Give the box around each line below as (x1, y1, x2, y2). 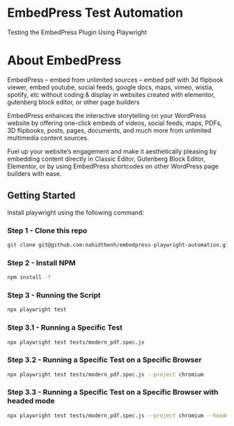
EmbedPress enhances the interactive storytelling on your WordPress (7, 111, 207, 119)
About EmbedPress (7, 52, 122, 68)
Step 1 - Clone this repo (7, 226, 88, 235)
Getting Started (7, 190, 76, 202)
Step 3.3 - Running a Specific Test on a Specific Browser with (7, 388, 219, 397)
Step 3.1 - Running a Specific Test (7, 323, 123, 332)
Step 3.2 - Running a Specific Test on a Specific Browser (7, 355, 202, 365)
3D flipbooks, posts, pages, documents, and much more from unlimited (7, 126, 212, 134)
